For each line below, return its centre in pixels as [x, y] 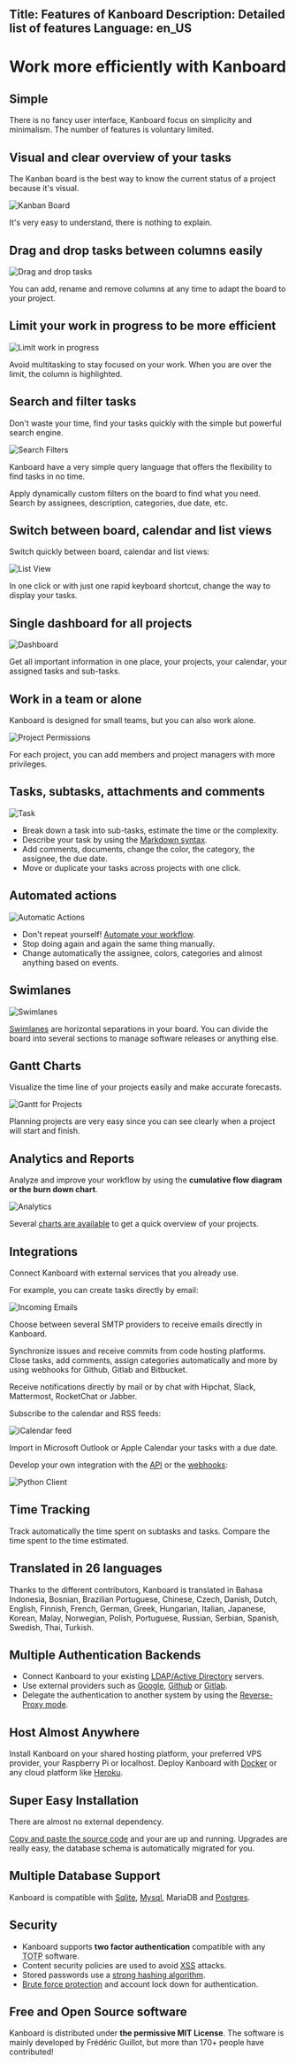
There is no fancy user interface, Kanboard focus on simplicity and [130, 120]
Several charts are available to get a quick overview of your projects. [134, 1224]
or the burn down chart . [53, 1190]
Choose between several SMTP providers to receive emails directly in [136, 1324]
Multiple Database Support [85, 1876]
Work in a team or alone [76, 699]
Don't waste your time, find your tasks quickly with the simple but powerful [146, 423]
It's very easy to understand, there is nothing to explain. [110, 223]
